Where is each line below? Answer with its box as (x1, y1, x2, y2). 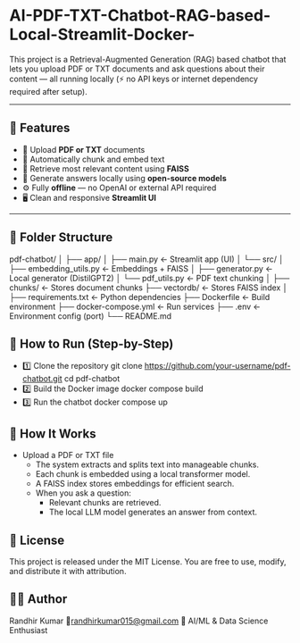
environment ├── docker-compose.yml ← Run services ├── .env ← (9, 301, 262, 312)
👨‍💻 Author (9, 591, 68, 607)
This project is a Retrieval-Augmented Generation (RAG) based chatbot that (9, 54, 287, 64)
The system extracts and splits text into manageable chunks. (35, 459, 260, 470)
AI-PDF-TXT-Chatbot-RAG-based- (9, 5, 271, 26)
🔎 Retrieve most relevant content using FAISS (21, 163, 189, 174)
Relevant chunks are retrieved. (48, 497, 162, 508)
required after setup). (9, 86, 87, 96)
